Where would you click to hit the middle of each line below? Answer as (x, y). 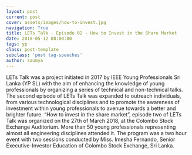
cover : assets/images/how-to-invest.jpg (56, 22)
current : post (23, 17)
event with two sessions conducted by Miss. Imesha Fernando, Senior (91, 139)
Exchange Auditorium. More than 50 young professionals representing (91, 127)
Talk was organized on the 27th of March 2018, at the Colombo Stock (90, 120)
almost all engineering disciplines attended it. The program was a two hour (96, 133)
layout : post (22, 11)
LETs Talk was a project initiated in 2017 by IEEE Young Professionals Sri (93, 77)
